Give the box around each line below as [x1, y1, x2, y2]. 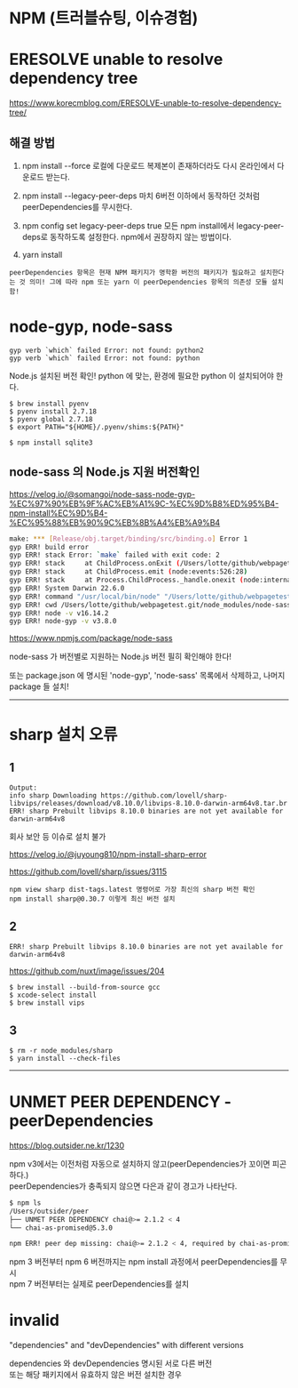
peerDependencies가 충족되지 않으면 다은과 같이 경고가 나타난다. [9, 1180, 238, 1191]
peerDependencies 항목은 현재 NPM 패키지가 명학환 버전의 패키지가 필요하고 [9, 268, 256, 277]
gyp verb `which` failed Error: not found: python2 [9, 346, 204, 355]
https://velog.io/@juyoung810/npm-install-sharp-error [9, 849, 207, 860]
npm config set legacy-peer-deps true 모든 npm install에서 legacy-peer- [21, 220, 285, 231]
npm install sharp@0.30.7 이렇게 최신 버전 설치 [9, 895, 176, 903]
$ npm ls [9, 1198, 42, 1207]
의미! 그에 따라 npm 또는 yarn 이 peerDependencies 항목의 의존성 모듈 [29, 277, 268, 286]
